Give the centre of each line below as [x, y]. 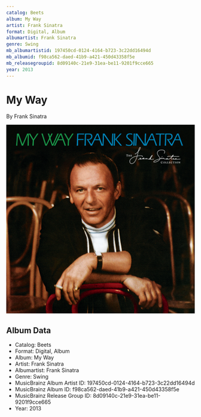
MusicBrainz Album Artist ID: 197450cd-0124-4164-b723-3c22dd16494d [105, 383]
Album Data [29, 330]
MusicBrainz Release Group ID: [53, 396]
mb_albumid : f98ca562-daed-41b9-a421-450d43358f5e [71, 57]
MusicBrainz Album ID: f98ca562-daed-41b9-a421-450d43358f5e [97, 389]
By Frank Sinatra [27, 116]
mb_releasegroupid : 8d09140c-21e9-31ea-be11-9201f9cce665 [80, 63]
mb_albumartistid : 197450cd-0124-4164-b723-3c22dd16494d [79, 51]
